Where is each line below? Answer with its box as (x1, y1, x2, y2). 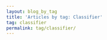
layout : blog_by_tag (6, 8, 58, 15)
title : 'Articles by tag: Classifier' (6, 14, 103, 20)
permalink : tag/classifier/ (6, 25, 77, 31)
